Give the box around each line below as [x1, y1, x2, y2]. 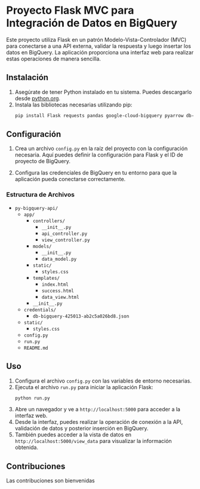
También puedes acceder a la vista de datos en [14, 431, 132, 438]
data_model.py [41, 256, 77, 262]
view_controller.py [41, 237, 91, 243]
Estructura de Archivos [6, 191, 75, 199]
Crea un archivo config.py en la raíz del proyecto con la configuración [14, 145, 188, 152]
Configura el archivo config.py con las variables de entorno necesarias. [14, 377, 192, 384]
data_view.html [41, 294, 79, 300]
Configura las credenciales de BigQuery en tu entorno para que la [14, 169, 177, 176]
